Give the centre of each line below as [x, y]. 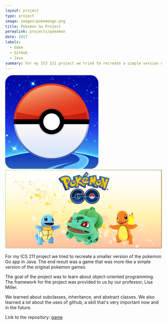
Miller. [11, 288]
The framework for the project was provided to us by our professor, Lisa [79, 282]
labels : [13, 42]
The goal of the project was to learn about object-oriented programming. [80, 277]
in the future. [18, 308]
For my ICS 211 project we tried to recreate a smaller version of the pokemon [83, 257]
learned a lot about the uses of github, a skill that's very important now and [82, 303]
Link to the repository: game [34, 318]
